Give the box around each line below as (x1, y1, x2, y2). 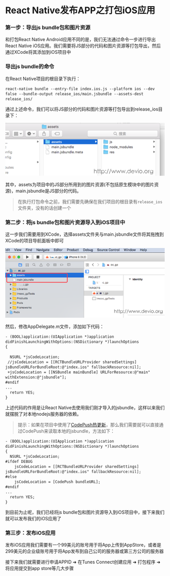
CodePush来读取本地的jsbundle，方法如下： (22, 428, 115, 434)
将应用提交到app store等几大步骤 (5, 565, 74, 571)
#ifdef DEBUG (5, 459, 33, 464)
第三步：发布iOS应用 (5, 529, 56, 536)
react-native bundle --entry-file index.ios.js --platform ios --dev (5, 86, 155, 91)
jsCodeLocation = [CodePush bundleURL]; (14, 480, 101, 485)
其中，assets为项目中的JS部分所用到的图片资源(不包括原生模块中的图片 (5, 181, 154, 188)
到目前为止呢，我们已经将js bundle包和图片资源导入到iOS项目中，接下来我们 (5, 509, 165, 515)
